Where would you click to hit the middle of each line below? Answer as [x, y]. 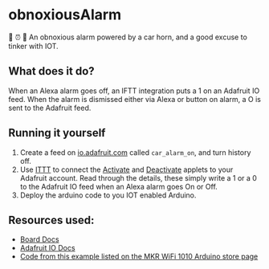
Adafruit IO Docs [47, 248]
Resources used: [51, 220]
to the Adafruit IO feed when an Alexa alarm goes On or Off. [119, 186]
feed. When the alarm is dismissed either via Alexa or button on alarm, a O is [134, 99]
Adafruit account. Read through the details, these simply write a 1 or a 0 [138, 177]
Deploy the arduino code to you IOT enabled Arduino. [108, 195]
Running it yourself [57, 133]
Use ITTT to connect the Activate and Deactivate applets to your [126, 169]
